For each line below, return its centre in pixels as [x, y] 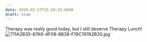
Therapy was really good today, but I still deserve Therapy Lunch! [74, 28]
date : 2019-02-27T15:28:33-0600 [39, 10]
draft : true [18, 14]
